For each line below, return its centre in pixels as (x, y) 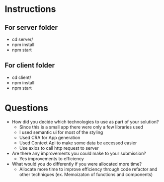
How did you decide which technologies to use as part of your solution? (85, 121)
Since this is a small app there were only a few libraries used (81, 127)
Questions (26, 108)
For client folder (30, 65)
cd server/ (22, 39)
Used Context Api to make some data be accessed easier (78, 143)
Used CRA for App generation (50, 137)
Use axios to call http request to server (59, 148)
